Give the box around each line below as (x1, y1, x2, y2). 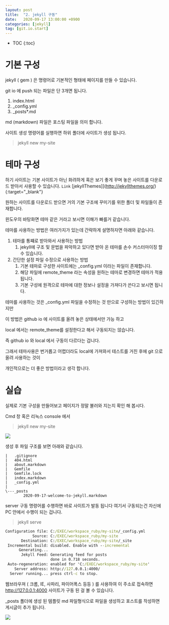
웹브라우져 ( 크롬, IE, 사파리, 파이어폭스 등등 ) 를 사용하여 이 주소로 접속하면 (5, 581, 153, 587)
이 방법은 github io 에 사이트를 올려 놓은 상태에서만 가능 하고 (5, 316, 125, 322)
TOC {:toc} (12, 40, 35, 46)
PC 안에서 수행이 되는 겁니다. (5, 509, 63, 515)
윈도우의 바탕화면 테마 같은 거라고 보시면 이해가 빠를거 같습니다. (5, 216, 131, 222)
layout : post (5, 7, 33, 13)
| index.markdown (5, 475, 46, 480)
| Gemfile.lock (5, 471, 42, 476)
